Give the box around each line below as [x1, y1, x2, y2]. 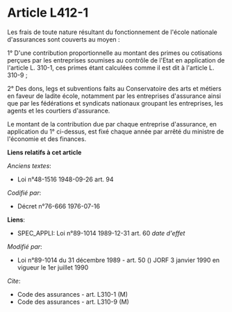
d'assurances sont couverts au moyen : [7, 35, 120, 43]
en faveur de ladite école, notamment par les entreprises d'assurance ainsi [7, 92, 222, 100]
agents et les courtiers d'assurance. [7, 106, 110, 115]
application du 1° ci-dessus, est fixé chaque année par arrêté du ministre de [7, 127, 224, 136]
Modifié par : [7, 242, 43, 251]
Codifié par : [7, 188, 42, 197]
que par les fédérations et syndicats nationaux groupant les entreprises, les [7, 99, 224, 107]
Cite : [7, 277, 21, 285]
